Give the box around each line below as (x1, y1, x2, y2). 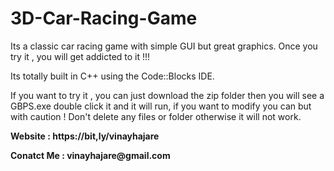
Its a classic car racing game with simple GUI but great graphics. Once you (10, 40, 318, 52)
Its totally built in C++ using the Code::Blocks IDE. (10, 70, 215, 82)
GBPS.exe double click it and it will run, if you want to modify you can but (10, 100, 312, 112)
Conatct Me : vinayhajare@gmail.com (10, 149, 171, 161)
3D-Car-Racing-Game (10, 7, 198, 30)
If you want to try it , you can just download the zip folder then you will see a (10, 89, 325, 101)
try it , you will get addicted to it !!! (10, 50, 151, 62)
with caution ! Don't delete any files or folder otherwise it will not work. (10, 110, 302, 122)
